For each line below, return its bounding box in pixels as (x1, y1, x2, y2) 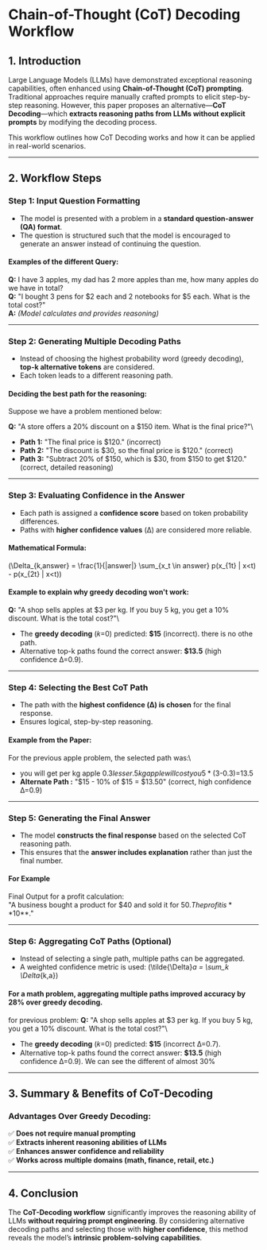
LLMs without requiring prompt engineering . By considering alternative (8, 1216, 245, 1225)
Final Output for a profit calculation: (8, 892, 125, 901)
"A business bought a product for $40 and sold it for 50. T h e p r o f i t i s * (8, 900, 233, 910)
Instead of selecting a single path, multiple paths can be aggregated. (19, 954, 245, 963)
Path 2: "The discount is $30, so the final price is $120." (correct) (19, 446, 234, 455)
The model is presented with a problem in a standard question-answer (19, 213, 254, 223)
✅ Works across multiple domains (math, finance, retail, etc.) (8, 1155, 215, 1165)
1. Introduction (8, 54, 81, 68)
